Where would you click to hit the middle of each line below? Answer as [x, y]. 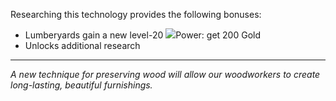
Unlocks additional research [82, 45]
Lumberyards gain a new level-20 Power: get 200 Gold [143, 35]
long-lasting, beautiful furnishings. [81, 85]
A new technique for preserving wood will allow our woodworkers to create [165, 74]
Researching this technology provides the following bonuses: [136, 14]
